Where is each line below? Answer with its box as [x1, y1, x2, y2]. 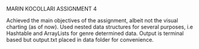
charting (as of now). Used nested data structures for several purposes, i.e [6, 24, 194, 30]
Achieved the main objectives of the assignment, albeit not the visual [6, 17, 178, 24]
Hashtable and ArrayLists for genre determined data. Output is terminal [6, 30, 184, 37]
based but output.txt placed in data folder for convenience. [6, 36, 154, 43]
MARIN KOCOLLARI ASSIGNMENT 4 [6, 5, 97, 12]
